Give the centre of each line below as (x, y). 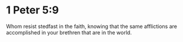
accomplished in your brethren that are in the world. (69, 32)
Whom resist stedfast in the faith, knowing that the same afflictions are (92, 26)
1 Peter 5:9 (32, 10)
